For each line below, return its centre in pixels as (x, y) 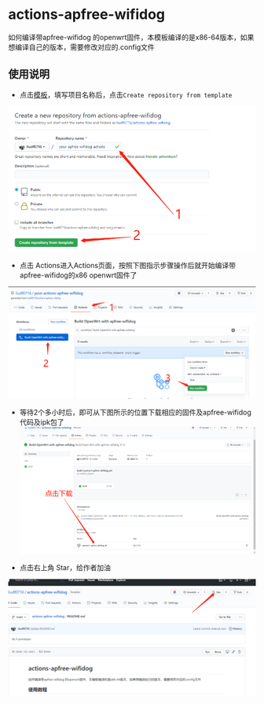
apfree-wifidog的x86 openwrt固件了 (78, 275)
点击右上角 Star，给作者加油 (65, 567)
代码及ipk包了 (42, 421)
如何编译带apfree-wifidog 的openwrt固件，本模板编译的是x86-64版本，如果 (131, 37)
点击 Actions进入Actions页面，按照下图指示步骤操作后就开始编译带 (128, 265)
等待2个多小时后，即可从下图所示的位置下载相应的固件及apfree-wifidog (135, 412)
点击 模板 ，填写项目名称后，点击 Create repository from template (126, 94)
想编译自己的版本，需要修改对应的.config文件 (81, 47)
